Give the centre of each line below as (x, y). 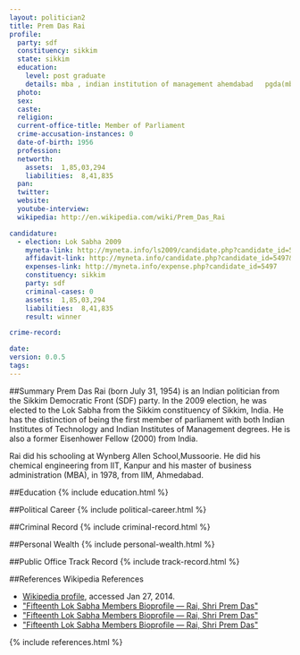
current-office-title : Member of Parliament (101, 126)
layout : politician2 (48, 17)
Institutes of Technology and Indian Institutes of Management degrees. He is (150, 429)
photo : (29, 92)
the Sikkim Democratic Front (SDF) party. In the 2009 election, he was (138, 400)
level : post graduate (65, 76)
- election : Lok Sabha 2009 (70, 242)
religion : (35, 117)
